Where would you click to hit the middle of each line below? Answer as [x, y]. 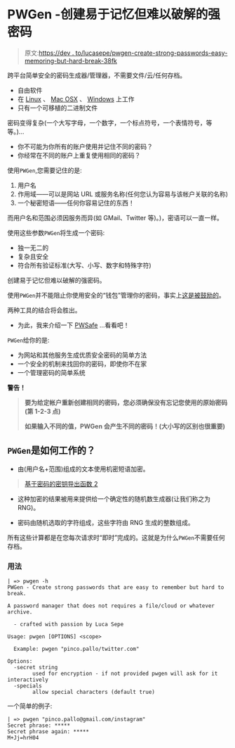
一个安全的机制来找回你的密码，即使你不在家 [82, 364]
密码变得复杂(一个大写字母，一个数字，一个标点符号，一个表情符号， [107, 122]
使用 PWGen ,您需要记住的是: [45, 170]
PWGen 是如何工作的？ [52, 451]
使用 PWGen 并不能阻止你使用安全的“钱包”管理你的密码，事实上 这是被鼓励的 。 [116, 295]
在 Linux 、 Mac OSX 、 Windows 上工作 [76, 99]
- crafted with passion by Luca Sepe [69, 625]
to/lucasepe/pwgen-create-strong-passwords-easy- [152, 53]
